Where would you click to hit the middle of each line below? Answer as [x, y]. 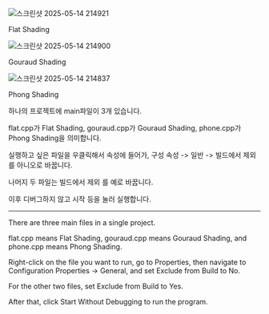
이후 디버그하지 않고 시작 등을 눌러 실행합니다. [80, 199]
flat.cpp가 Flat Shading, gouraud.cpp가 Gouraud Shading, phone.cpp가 [125, 128]
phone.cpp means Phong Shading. [65, 247]
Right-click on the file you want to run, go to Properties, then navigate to [127, 262]
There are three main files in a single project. [82, 223]
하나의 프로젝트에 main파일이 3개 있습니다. [75, 111]
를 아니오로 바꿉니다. [40, 165]
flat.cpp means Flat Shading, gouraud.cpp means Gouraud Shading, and [128, 238]
